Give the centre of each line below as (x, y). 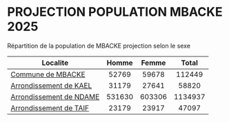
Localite (55, 63)
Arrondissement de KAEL (51, 85)
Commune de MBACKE (48, 74)
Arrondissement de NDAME (55, 96)
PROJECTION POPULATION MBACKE (115, 12)
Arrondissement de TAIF (50, 108)
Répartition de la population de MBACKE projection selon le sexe (99, 45)
